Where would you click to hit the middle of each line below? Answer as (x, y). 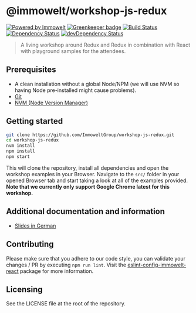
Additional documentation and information (86, 211)
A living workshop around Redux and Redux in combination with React (105, 45)
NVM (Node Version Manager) (51, 103)
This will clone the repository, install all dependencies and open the (87, 168)
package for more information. (57, 271)
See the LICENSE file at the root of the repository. (66, 304)
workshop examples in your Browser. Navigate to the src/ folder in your (93, 174)
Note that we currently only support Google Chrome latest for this (88, 186)
